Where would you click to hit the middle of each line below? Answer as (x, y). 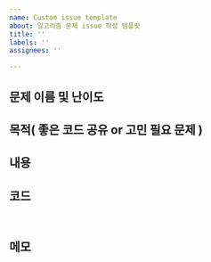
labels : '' (29, 42)
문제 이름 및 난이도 (57, 97)
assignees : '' (36, 51)
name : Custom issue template (63, 17)
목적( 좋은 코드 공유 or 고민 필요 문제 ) (106, 130)
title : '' (28, 34)
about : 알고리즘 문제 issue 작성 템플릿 (75, 26)
